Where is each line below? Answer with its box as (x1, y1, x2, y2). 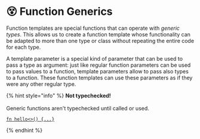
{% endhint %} (6, 126, 43, 134)
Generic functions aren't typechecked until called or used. (6, 104, 149, 112)
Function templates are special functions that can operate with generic (6, 24, 180, 32)
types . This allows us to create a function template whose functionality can (6, 30, 191, 38)
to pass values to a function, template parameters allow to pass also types (6, 67, 189, 75)
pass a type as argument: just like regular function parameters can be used (6, 61, 191, 69)
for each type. (6, 44, 41, 51)
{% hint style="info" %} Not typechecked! (6, 92, 112, 99)
